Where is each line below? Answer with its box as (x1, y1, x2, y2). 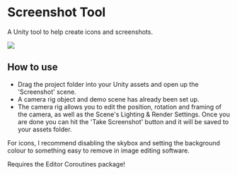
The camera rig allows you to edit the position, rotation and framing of (17, 102, 222, 111)
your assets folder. (17, 125, 72, 133)
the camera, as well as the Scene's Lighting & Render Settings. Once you (17, 110, 230, 119)
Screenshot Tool (7, 4, 106, 20)
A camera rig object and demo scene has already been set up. (17, 95, 200, 103)
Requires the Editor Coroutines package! (7, 159, 126, 168)
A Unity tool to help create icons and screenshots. (7, 28, 154, 36)
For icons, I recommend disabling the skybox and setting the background (7, 138, 221, 147)
